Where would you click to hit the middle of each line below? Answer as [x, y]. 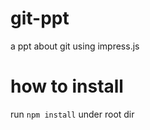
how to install [67, 86]
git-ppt [40, 18]
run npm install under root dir [72, 114]
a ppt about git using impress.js [75, 46]
